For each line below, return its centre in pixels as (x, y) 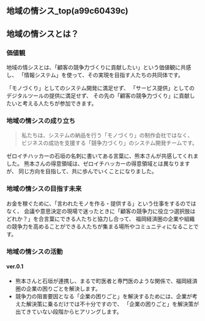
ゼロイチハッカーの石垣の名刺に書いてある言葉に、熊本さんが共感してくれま (102, 156)
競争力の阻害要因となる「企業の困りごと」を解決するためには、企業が (104, 296)
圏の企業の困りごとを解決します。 (58, 288)
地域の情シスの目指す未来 (44, 189)
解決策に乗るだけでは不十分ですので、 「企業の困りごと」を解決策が (113, 304)
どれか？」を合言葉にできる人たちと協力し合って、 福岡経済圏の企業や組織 (101, 219)
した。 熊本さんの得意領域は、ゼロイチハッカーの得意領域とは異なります (98, 164)
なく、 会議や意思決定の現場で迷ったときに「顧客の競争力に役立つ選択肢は (101, 211)
